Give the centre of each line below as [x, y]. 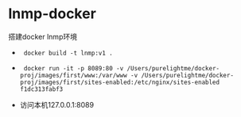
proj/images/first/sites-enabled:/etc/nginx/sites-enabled [120, 82]
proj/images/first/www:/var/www [73, 75]
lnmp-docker [52, 14]
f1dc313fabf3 [41, 89]
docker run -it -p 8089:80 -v [74, 68]
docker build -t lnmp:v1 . [68, 53]
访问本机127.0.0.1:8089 [56, 104]
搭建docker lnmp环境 [43, 36]
